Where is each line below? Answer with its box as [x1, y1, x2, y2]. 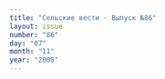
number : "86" [9, 30, 59, 39]
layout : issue [9, 22, 64, 31]
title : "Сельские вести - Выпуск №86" [9, 13, 157, 23]
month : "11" [9, 47, 55, 56]
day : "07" [9, 38, 47, 48]
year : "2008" [9, 55, 59, 64]
